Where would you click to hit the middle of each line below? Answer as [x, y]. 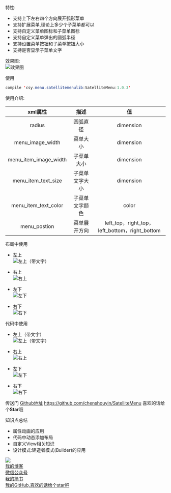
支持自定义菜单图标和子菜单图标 [46, 31]
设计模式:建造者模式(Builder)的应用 [49, 450]
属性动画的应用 [28, 431]
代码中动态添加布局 [33, 437]
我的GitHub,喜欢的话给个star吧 [37, 485]
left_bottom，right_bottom [130, 230]
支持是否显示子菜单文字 [37, 50]
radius [37, 125]
